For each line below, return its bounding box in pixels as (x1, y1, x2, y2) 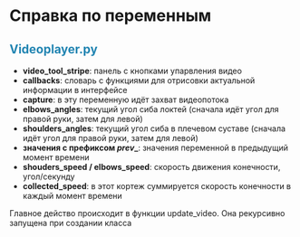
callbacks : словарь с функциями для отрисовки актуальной (22, 75, 256, 86)
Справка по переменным (9, 5, 212, 26)
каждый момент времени (22, 191, 122, 201)
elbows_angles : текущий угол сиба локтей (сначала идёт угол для (22, 104, 279, 114)
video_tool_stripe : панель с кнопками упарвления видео (22, 65, 243, 76)
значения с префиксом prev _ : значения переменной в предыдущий (22, 142, 288, 153)
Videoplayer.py (9, 42, 98, 57)
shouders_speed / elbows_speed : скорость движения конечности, (22, 162, 281, 172)
